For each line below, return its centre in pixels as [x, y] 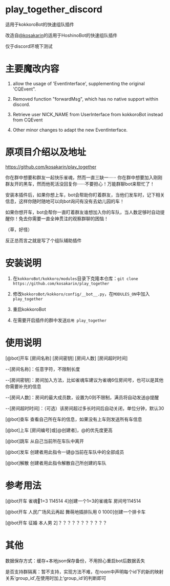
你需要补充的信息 [23, 386]
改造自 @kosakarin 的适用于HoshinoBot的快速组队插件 [61, 35]
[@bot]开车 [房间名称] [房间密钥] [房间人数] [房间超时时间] [67, 358]
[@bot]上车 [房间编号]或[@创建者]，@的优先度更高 [59, 430]
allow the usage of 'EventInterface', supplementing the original [79, 83]
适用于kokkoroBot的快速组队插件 [40, 24]
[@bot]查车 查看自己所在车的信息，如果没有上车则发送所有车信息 [74, 419]
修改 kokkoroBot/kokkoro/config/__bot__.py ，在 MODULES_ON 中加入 [81, 294]
